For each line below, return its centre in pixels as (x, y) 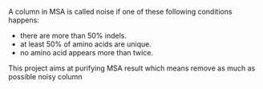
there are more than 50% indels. (73, 36)
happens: (24, 20)
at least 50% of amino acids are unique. (86, 44)
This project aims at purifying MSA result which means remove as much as (132, 68)
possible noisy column (45, 77)
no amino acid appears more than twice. (87, 53)
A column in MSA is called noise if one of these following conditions (120, 12)
